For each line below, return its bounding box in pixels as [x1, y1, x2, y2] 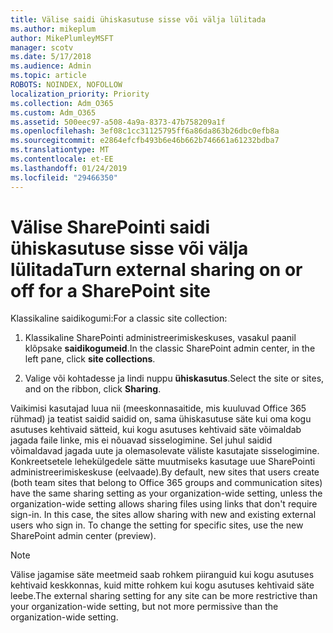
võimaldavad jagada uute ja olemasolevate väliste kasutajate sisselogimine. [10, 445, 320, 457]
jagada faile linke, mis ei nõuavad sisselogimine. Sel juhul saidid [10, 434, 273, 446]
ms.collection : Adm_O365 [10, 98, 114, 108]
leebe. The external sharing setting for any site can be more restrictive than [10, 590, 318, 602]
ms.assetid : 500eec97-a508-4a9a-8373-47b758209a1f [10, 117, 226, 127]
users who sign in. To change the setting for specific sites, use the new [10, 519, 304, 531]
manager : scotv [10, 42, 74, 53]
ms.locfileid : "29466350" [10, 172, 118, 183]
